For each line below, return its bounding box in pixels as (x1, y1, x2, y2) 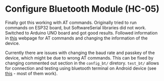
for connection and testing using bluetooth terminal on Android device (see (5, 65, 157, 71)
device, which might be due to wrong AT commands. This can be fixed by (5, 55, 154, 61)
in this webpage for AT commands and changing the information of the (5, 35, 148, 41)
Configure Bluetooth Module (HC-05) (5, 3, 160, 15)
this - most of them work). (5, 70, 58, 76)
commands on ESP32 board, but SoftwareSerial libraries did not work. (5, 24, 146, 30)
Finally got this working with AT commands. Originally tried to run (5, 20, 137, 25)
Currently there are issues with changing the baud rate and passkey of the (5, 50, 155, 56)
